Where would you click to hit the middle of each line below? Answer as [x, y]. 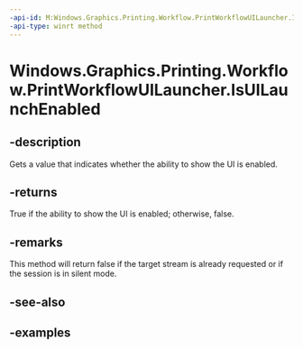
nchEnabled [55, 109]
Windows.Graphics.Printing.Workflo [149, 71]
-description [45, 142]
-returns [33, 192]
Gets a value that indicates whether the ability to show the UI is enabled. [143, 164]
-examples [40, 332]
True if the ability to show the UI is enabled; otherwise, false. [122, 214]
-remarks [36, 242]
